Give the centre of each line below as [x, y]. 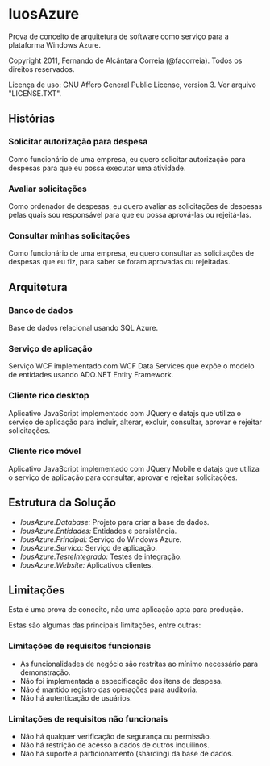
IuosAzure [44, 14]
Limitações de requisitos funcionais [80, 646]
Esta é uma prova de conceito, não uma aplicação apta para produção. [126, 610]
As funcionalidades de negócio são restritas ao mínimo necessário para [139, 664]
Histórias [31, 119]
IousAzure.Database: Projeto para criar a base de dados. [114, 522]
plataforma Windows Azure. [54, 44]
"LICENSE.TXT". [35, 93]
